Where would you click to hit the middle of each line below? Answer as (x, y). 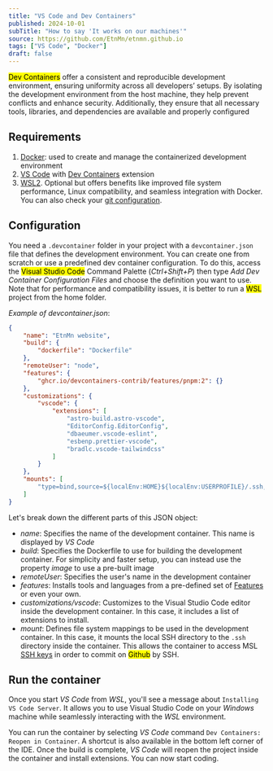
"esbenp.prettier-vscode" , (112, 441)
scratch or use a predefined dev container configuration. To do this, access (135, 262)
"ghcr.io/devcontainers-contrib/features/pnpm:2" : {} (130, 381)
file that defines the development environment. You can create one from (129, 254)
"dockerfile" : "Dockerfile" (85, 351)
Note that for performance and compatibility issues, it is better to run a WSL (135, 288)
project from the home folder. (58, 297)
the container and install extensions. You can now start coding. (114, 759)
